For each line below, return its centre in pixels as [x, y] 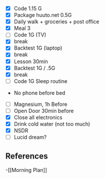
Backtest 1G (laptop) [38, 48]
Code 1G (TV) [30, 35]
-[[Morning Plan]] [26, 170]
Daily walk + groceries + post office [57, 22]
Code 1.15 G [28, 8]
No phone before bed [39, 92]
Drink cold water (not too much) [52, 124]
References [27, 156]
